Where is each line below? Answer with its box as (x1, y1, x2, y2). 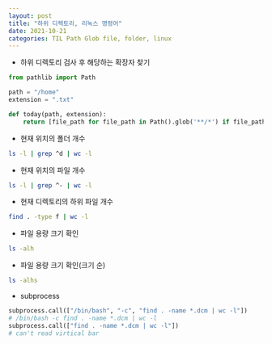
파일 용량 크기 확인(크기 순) (19, 260, 106, 271)
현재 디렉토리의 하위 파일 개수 (19, 197, 113, 207)
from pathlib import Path (8, 73, 96, 82)
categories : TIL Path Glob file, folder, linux (8, 34, 172, 43)
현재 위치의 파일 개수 (19, 165, 86, 174)
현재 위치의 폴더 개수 (19, 133, 86, 143)
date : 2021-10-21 (8, 27, 67, 35)
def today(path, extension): (8, 110, 107, 118)
